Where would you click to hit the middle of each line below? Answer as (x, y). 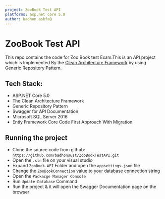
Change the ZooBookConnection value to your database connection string (86, 171)
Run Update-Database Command (45, 181)
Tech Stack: (24, 83)
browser (21, 192)
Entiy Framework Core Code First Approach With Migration (72, 122)
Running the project (36, 138)
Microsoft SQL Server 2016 (40, 117)
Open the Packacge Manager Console (49, 176)
